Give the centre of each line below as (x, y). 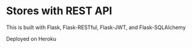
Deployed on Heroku (31, 39)
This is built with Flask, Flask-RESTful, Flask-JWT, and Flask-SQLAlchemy (96, 27)
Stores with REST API (59, 11)
